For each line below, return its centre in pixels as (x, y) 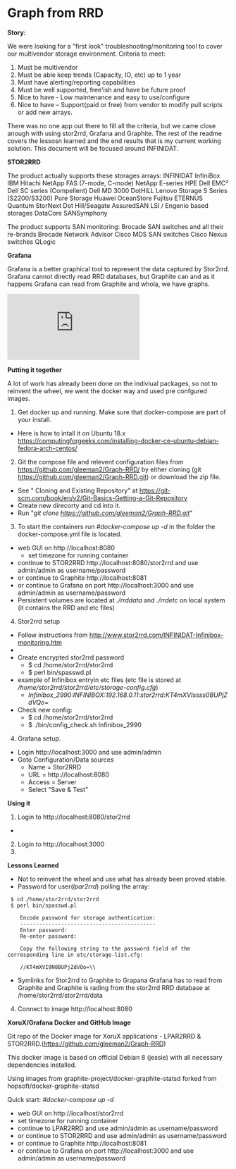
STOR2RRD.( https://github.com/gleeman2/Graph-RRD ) (87, 1044)
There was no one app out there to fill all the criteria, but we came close (112, 125)
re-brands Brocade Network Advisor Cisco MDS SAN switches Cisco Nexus (117, 234)
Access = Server (52, 782)
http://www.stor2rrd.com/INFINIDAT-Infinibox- (156, 635)
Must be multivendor (48, 67)
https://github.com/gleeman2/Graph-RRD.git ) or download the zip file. (119, 476)
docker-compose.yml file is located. (69, 534)
